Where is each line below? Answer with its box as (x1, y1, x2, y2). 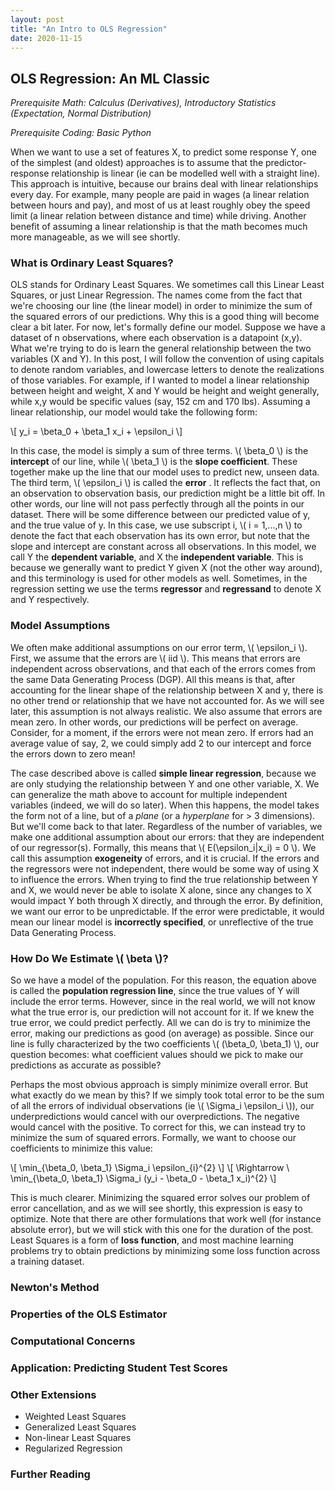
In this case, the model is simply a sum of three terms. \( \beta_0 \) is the (10, 445, 309, 457)
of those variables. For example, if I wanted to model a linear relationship (10, 374, 310, 386)
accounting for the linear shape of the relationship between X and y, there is (10, 684, 324, 696)
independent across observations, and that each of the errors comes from (10, 662, 317, 675)
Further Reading (10, 1467, 91, 1481)
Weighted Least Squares (24, 1411, 127, 1423)
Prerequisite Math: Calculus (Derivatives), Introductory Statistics (10, 97, 277, 109)
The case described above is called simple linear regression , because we (10, 767, 317, 779)
